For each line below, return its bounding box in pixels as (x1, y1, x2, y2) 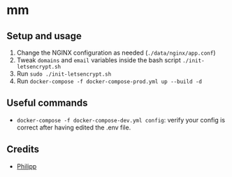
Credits (6, 143, 40, 155)
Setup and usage (6, 30, 82, 42)
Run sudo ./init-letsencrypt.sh (16, 69, 112, 78)
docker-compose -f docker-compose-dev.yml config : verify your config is (16, 115, 225, 124)
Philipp (16, 162, 37, 170)
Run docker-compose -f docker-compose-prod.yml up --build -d (16, 77, 203, 85)
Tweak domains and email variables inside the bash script (16, 56, 181, 64)
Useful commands (6, 97, 88, 109)
